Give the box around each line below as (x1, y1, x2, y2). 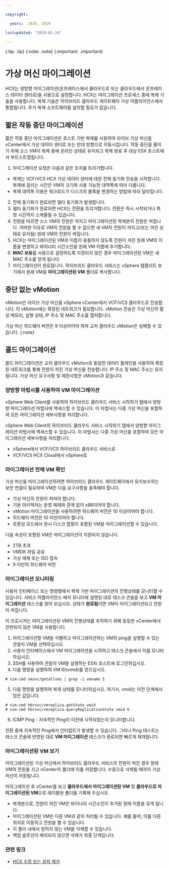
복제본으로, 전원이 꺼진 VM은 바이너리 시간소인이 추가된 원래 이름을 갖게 (12, 800, 154, 806)
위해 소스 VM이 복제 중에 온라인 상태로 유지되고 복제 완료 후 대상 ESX (10, 148, 147, 154)
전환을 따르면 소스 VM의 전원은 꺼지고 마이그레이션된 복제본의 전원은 (12, 218, 148, 224)
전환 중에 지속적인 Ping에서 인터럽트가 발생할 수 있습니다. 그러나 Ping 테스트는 (5, 727, 160, 733)
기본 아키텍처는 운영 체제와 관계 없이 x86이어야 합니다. (12, 502, 120, 508)
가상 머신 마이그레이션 (5, 68, 91, 79)
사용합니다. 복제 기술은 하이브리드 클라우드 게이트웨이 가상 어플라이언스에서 (14, 98, 163, 104)
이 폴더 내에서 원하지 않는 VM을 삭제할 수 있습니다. (12, 825, 112, 832)
